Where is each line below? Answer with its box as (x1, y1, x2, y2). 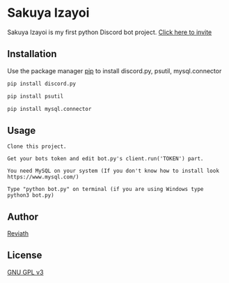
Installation (7, 48, 57, 60)
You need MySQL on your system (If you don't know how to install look (7, 167, 219, 175)
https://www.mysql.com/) (7, 174, 79, 181)
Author (7, 211, 38, 222)
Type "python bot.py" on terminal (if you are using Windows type (7, 186, 204, 193)
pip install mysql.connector (7, 105, 92, 112)
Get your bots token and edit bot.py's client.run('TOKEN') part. (7, 155, 204, 162)
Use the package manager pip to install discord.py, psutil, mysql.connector (7, 66, 222, 75)
